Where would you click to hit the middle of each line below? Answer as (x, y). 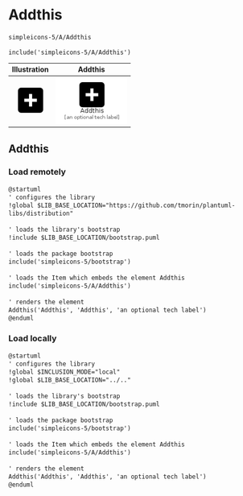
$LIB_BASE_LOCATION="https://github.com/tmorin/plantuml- (136, 205)
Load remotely (37, 172)
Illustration (31, 69)
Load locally (33, 338)
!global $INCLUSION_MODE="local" (64, 372)
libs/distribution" (41, 213)
